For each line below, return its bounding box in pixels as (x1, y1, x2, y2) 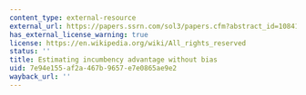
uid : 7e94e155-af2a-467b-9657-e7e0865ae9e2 (9, 64, 178, 73)
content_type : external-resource (9, 13, 137, 23)
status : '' (9, 47, 51, 56)
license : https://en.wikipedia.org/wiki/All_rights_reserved (9, 38, 247, 48)
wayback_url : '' (9, 72, 71, 81)
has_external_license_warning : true (9, 30, 148, 39)
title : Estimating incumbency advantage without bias (9, 55, 219, 64)
